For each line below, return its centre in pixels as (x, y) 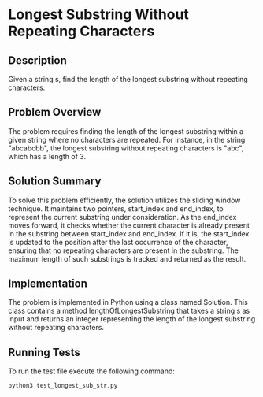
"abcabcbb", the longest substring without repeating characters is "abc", (126, 148)
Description (37, 60)
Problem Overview (55, 112)
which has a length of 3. (47, 156)
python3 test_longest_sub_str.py (63, 386)
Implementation (48, 284)
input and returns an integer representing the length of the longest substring (132, 319)
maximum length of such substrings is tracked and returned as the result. (127, 258)
